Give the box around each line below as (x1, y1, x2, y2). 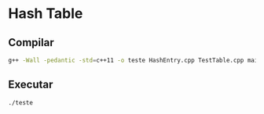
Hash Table (8, 5, 83, 23)
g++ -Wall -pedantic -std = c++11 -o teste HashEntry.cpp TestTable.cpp (8, 56, 244, 64)
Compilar (8, 36, 54, 49)
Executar (8, 78, 53, 91)
